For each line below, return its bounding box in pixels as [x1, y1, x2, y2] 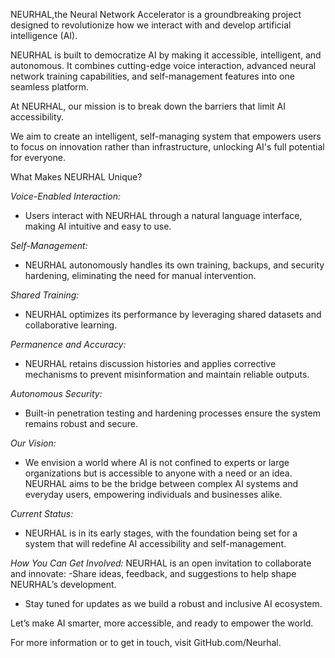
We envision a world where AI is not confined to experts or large [24, 457, 290, 468]
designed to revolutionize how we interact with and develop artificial [10, 19, 292, 31]
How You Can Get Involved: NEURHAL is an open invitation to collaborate [10, 557, 312, 569]
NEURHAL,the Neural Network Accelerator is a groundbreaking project [10, 9, 302, 20]
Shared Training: [10, 289, 80, 301]
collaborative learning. [24, 319, 118, 331]
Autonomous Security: [10, 388, 103, 399]
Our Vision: [10, 437, 57, 449]
